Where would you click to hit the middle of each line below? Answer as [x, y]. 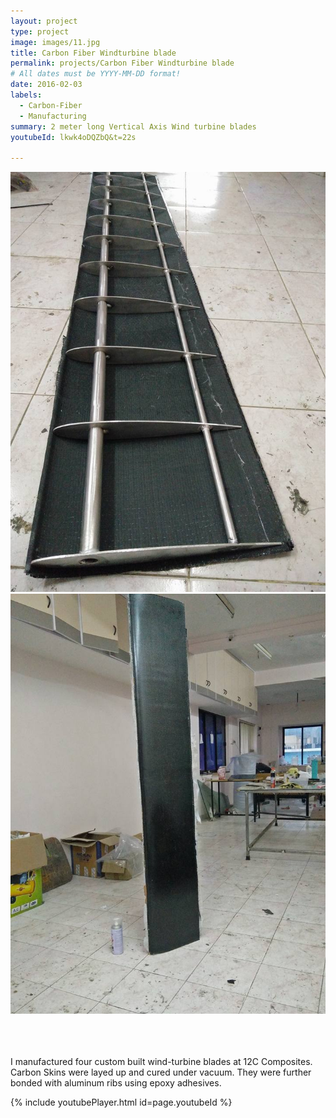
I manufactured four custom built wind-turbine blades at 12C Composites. [161, 1062]
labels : [26, 95]
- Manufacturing [53, 116]
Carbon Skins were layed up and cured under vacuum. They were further [161, 1072]
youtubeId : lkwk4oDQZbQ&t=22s [73, 137]
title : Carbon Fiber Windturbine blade [93, 53]
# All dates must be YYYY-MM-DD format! [96, 74]
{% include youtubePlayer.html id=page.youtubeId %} [121, 1102]
